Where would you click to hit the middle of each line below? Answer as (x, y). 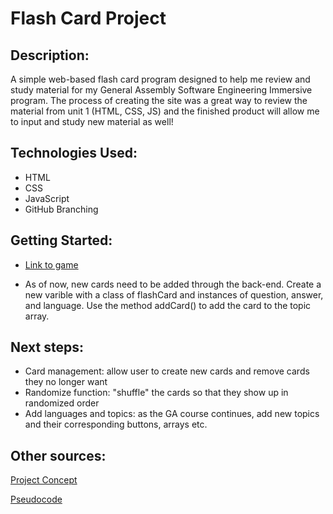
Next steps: (47, 347)
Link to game (51, 264)
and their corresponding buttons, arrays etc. (116, 424)
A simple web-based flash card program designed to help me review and (160, 79)
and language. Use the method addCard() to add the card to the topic (168, 305)
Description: (50, 55)
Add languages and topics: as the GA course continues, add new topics (172, 414)
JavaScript (47, 198)
